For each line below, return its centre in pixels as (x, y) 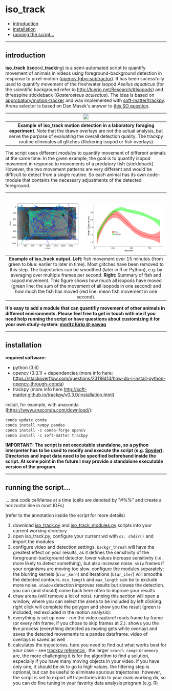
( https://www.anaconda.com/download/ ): (49, 410)
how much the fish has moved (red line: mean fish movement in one (86, 291)
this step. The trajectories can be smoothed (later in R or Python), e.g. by (86, 269)
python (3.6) (26, 368)
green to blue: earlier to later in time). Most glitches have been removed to (86, 264)
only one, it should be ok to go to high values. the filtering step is (81, 666)
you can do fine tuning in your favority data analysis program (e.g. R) (85, 683)
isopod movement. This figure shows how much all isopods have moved (86, 280)
